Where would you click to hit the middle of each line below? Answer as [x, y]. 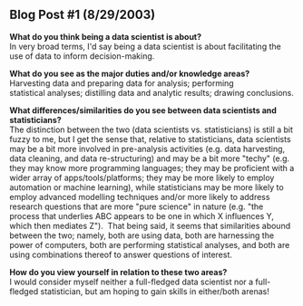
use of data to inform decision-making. [82, 56]
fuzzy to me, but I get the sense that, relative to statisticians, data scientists [151, 139]
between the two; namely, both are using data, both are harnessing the [142, 235]
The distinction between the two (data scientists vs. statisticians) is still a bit [151, 129]
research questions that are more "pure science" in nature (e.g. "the [137, 206]
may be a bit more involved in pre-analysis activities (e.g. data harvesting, [147, 148]
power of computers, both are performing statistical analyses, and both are [150, 244]
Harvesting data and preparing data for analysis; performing [122, 83]
